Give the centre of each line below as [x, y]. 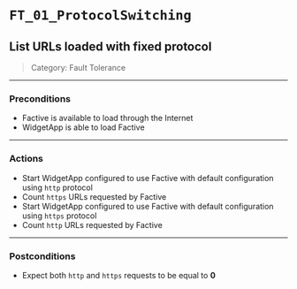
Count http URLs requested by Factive [92, 224]
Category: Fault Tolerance [78, 68]
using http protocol [57, 187]
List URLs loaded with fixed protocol [110, 46]
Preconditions [40, 98]
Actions [27, 159]
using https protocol [59, 216]
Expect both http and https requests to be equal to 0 [119, 275]
